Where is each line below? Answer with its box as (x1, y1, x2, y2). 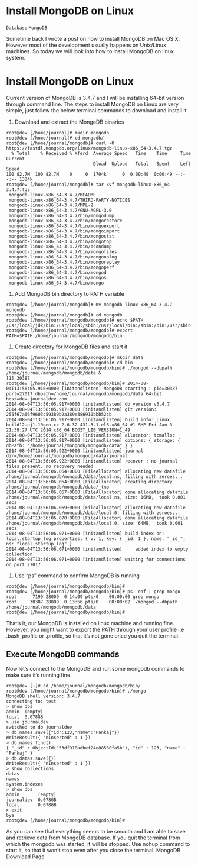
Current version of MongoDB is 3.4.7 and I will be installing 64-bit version (6, 94, 184, 101)
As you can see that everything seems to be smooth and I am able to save (6, 828, 186, 835)
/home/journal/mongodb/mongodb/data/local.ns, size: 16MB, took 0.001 (6, 494, 186, 500)
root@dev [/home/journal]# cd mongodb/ (6, 135, 104, 141)
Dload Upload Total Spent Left (93, 161, 192, 167)
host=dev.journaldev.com (6, 396, 67, 402)
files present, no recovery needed (6, 463, 94, 469)
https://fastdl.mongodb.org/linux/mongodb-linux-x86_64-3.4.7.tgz (6, 145, 173, 151)
